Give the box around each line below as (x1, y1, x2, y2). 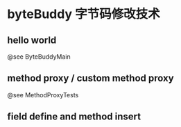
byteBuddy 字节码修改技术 (7, 6, 161, 22)
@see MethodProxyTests (7, 90, 79, 99)
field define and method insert (7, 111, 141, 123)
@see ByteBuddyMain (7, 52, 71, 61)
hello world (7, 34, 57, 46)
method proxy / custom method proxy (7, 72, 175, 84)
